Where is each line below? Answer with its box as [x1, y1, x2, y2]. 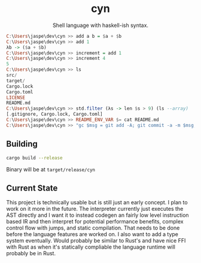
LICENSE [6, 95, 26, 101]
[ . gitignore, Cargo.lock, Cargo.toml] [6, 111, 103, 117]
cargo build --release [6, 155, 63, 161]
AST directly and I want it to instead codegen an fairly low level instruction [6, 211, 190, 219]
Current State [6, 183, 58, 193]
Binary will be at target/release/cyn [6, 165, 96, 173]
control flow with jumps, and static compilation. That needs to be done [6, 224, 180, 232]
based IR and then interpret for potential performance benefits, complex [6, 218, 184, 225]
